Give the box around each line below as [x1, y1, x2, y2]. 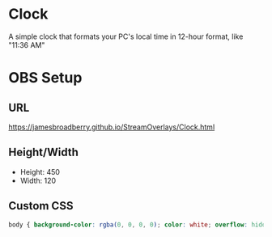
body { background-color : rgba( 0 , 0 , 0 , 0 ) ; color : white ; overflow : [8, 220, 249, 229]
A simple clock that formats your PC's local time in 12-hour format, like [8, 32, 244, 41]
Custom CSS [8, 199, 74, 213]
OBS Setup [8, 69, 83, 87]
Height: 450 [19, 167, 61, 176]
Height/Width [8, 146, 79, 159]
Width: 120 [19, 176, 57, 185]
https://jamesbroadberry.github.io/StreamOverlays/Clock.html [8, 122, 215, 132]
